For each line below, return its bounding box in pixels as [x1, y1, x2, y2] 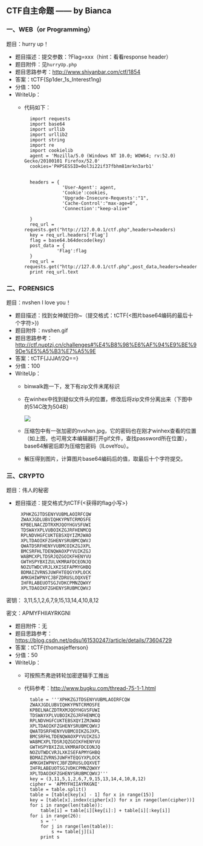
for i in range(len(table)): [29, 803, 103, 809]
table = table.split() [29, 787, 87, 793]
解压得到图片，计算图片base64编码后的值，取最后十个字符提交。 [24, 455, 186, 462]
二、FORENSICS [6, 284, 54, 292]
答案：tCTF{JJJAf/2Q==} [14, 354, 79, 362]
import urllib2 [29, 132, 68, 138]
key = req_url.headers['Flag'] [29, 232, 109, 238]
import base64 [29, 121, 65, 127]
